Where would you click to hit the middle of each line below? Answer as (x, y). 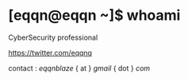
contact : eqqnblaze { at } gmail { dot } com (79, 68)
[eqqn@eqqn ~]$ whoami (94, 15)
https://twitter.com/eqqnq (50, 52)
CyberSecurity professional (53, 37)
